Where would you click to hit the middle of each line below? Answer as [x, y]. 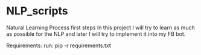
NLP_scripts [37, 11]
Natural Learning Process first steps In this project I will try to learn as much [101, 27]
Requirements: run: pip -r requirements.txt [59, 45]
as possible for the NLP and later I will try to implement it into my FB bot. [96, 33]
